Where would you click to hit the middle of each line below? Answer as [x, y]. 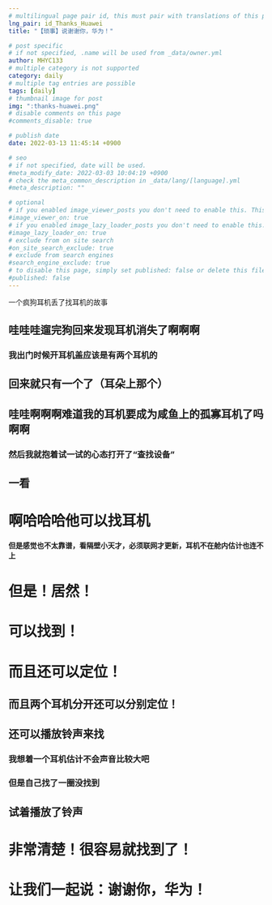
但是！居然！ [51, 592]
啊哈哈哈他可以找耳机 [80, 521]
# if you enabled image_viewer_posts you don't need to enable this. [128, 210]
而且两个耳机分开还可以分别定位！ [93, 703]
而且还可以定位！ [66, 672]
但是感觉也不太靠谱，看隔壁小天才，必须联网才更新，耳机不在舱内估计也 [129, 545]
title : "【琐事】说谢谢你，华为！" [61, 31]
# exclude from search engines [61, 255]
